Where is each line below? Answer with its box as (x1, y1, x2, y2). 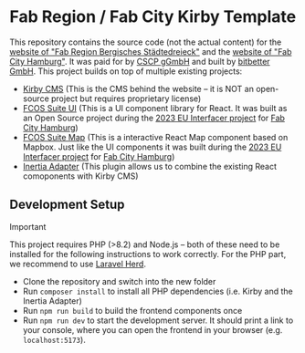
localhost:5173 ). (22, 334, 87, 345)
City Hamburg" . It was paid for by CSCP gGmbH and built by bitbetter (9, 56, 271, 67)
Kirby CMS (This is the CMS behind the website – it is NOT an (22, 83, 254, 94)
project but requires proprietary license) (50, 93, 202, 104)
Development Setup (9, 197, 125, 213)
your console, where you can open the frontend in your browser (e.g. (22, 324, 283, 335)
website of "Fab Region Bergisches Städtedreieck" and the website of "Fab (9, 46, 292, 57)
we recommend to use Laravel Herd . (9, 258, 146, 269)
